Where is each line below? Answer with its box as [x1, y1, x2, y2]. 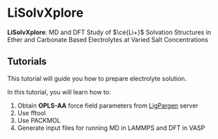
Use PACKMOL [17, 116, 61, 124]
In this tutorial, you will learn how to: [7, 87, 111, 96]
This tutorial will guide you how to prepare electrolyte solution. [7, 74, 187, 82]
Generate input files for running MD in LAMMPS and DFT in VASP [17, 124, 205, 132]
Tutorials [7, 56, 47, 68]
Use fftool [17, 108, 46, 117]
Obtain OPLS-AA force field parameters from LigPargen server [17, 101, 199, 110]
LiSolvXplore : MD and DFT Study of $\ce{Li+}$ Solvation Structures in [7, 28, 212, 36]
